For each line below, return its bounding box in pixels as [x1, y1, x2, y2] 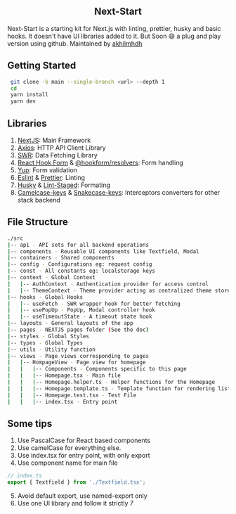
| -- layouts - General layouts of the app [7, 320, 133, 327]
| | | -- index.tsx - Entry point [7, 398, 118, 405]
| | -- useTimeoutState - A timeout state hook [7, 313, 152, 321]
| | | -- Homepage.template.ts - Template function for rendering [7, 385, 216, 392]
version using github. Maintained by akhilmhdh [7, 39, 143, 48]
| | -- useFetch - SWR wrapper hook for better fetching [7, 300, 181, 307]
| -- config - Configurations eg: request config [7, 261, 152, 268]
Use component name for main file [17, 458, 118, 467]
